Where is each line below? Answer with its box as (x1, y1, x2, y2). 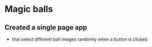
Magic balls (4, 3, 53, 15)
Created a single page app (4, 23, 87, 32)
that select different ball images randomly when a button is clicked (11, 36, 148, 42)
